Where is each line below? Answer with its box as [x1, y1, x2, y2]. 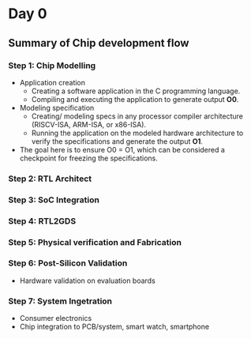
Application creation [19, 77, 85, 87]
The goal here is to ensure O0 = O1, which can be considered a [19, 145, 225, 154]
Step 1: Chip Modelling [8, 60, 96, 71]
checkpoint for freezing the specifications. [19, 153, 158, 163]
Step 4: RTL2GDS [8, 215, 77, 226]
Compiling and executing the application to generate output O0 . [31, 94, 239, 104]
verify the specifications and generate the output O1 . [31, 136, 204, 146]
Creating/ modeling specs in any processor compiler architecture [31, 111, 243, 121]
